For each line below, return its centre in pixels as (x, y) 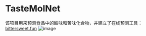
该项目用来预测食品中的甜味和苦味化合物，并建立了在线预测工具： (74, 23)
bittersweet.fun (21, 28)
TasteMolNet (33, 9)
